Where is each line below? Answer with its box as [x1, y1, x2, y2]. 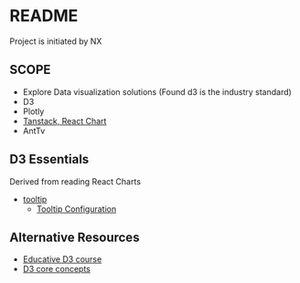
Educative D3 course [22, 254, 102, 265]
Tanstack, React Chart [22, 115, 107, 126]
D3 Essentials [9, 152, 90, 167]
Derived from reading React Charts [9, 175, 142, 187]
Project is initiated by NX [9, 36, 102, 47]
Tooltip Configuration [36, 203, 117, 215]
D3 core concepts [22, 264, 91, 275]
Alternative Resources [9, 229, 140, 245]
